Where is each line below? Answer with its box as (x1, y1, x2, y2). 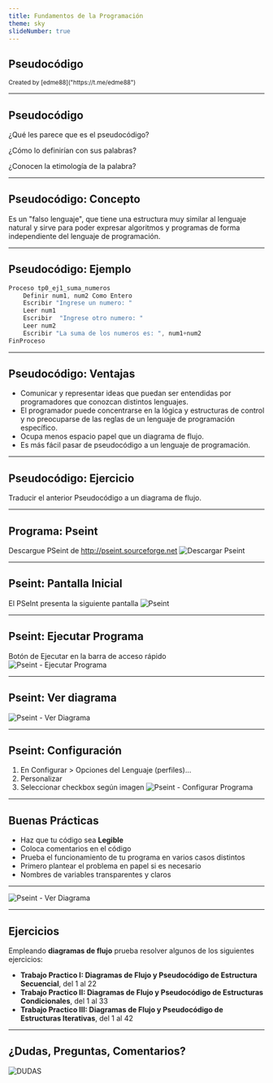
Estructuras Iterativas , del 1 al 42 (19, 1013, 134, 1023)
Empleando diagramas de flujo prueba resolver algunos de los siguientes (8, 946, 254, 955)
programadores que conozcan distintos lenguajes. (19, 397, 188, 407)
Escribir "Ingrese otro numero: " (23, 314, 144, 323)
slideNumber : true (8, 27, 71, 35)
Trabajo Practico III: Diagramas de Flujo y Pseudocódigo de (19, 1004, 223, 1014)
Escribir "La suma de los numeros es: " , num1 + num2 (23, 329, 201, 337)
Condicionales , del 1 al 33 (19, 996, 108, 1006)
